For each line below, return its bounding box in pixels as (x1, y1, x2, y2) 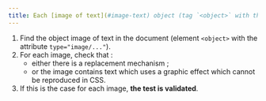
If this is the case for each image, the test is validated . (19, 84, 199, 93)
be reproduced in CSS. (31, 75, 106, 84)
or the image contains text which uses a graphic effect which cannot (31, 66, 256, 76)
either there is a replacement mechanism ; (31, 58, 169, 68)
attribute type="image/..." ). (19, 41, 111, 51)
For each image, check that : (19, 50, 113, 59)
